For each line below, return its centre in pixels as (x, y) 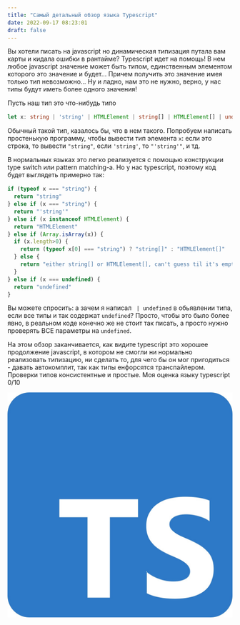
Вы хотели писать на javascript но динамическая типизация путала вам (117, 51)
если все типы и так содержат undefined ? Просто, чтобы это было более (119, 316)
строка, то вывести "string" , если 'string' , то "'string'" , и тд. (104, 146)
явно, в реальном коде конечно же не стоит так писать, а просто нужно (118, 323)
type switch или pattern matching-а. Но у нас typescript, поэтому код (112, 167)
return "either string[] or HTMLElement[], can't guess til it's (120, 264)
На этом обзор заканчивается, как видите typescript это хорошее (108, 345)
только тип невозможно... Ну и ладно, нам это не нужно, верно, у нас (114, 81)
